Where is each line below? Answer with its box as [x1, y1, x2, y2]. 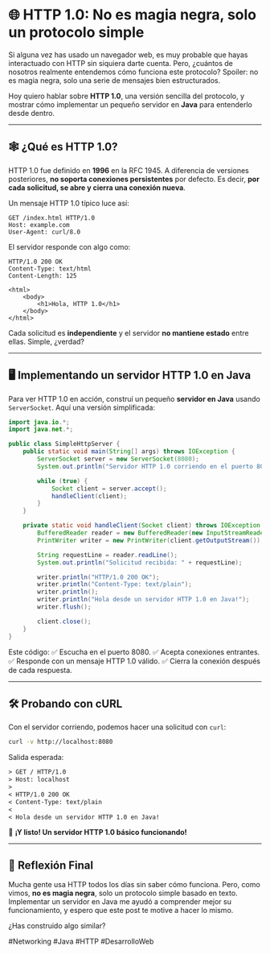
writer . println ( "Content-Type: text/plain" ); [37, 580, 193, 589]
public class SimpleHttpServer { [8, 440, 121, 448]
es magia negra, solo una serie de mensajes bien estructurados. [8, 75, 221, 85]
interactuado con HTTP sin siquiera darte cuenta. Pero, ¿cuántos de [8, 58, 233, 68]
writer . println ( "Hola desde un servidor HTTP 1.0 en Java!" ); [37, 596, 250, 604]
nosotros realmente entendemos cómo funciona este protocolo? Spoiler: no [8, 67, 259, 76]
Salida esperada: [8, 753, 64, 762]
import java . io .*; [8, 418, 70, 426]
